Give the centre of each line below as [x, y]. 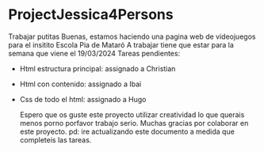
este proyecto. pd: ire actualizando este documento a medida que [127, 131]
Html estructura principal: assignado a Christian [98, 68]
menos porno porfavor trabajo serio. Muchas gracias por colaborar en [134, 123]
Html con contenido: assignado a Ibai [80, 84]
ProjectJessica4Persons [91, 15]
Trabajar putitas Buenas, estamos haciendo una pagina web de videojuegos [132, 36]
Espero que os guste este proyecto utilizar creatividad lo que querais [132, 114]
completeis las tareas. [55, 139]
